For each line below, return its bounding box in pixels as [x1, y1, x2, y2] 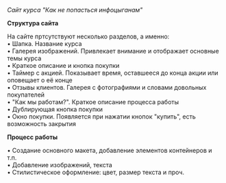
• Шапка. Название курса [7, 40, 82, 47]
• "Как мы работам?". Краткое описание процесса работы [7, 98, 179, 106]
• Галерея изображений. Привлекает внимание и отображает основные [7, 47, 219, 55]
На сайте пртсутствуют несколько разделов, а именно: [7, 32, 170, 40]
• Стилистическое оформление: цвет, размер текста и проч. [7, 168, 185, 176]
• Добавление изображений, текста [7, 161, 113, 169]
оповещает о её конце [7, 76, 73, 84]
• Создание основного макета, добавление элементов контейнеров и [7, 147, 212, 154]
